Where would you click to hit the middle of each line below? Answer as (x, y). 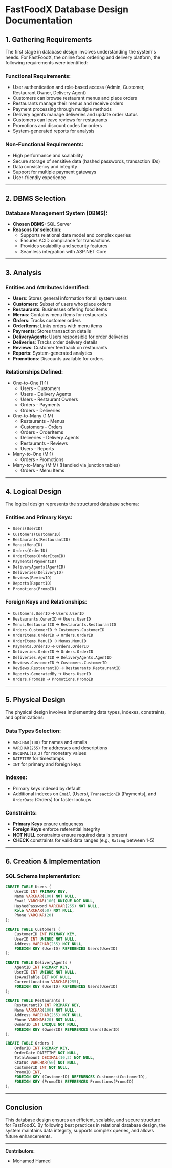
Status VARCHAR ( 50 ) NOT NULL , (47, 1063)
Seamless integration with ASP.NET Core (63, 252)
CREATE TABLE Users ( (28, 887)
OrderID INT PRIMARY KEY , (42, 1048)
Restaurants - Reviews (44, 443)
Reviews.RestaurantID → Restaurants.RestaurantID (67, 668)
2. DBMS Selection (36, 198)
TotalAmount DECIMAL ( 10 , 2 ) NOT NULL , (55, 1058)
